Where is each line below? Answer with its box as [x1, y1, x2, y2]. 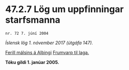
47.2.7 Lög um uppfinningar [5, 4, 124, 15]
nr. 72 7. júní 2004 [5, 31, 49, 36]
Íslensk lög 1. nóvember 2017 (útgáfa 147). [5, 39, 94, 46]
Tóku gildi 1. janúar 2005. [5, 59, 60, 65]
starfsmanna [5, 14, 61, 26]
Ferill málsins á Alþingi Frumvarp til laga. [5, 49, 90, 55]
